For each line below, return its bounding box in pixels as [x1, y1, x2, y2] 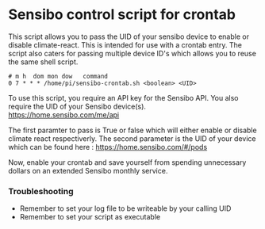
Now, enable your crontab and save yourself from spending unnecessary [8, 157, 247, 167]
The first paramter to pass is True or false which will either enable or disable [8, 125, 257, 135]
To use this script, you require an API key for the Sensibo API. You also [8, 93, 239, 102]
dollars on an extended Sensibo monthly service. [8, 166, 168, 175]
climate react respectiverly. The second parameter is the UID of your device [8, 133, 256, 143]
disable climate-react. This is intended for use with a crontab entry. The [8, 40, 243, 49]
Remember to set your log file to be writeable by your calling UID [19, 204, 232, 213]
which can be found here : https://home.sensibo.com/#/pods [8, 142, 208, 151]
